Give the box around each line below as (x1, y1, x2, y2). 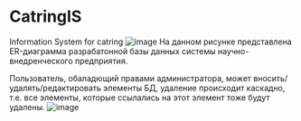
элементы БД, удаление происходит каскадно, (103, 82, 286, 93)
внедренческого (9, 55, 74, 66)
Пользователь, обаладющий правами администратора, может (9, 72, 251, 83)
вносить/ (252, 72, 288, 83)
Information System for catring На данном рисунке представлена (9, 36, 292, 47)
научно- (217, 45, 249, 56)
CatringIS (9, 6, 82, 27)
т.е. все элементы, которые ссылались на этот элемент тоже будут (9, 92, 270, 103)
